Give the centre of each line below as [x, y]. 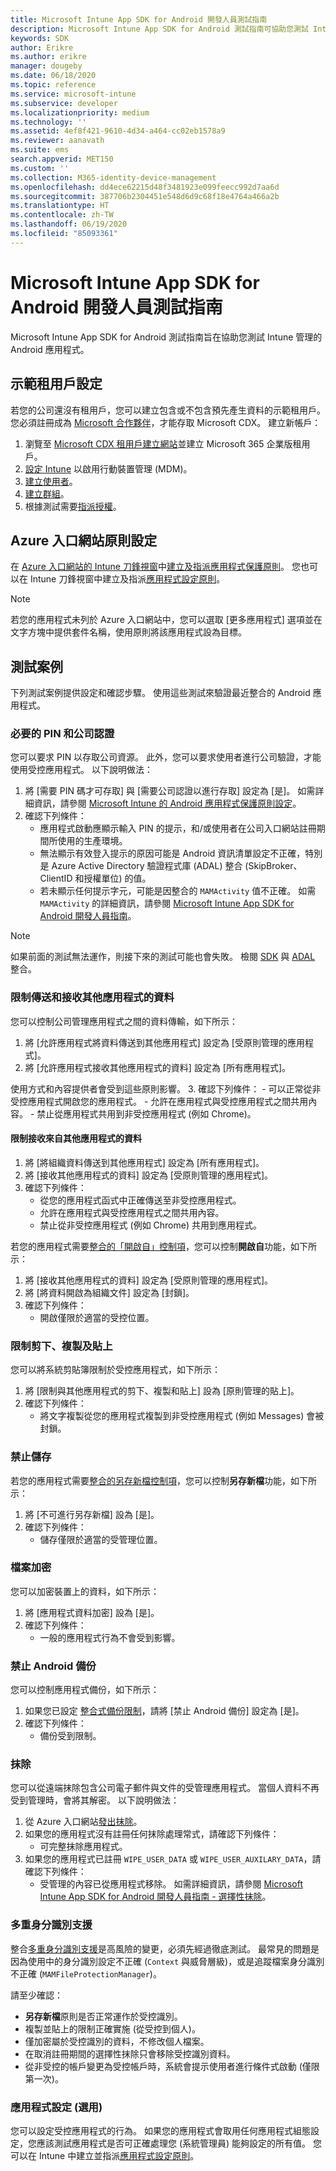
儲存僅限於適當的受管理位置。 [101, 1539]
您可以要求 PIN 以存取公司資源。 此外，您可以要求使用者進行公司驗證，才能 [166, 757]
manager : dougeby [46, 66]
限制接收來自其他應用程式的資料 [76, 1138]
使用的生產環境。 [92, 841]
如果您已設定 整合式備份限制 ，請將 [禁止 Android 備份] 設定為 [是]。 [164, 1711]
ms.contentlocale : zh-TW [62, 215]
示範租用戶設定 [56, 384]
